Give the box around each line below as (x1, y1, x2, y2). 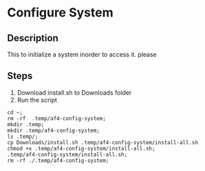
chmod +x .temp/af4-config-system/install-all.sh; (7, 145, 155, 152)
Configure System (7, 5, 114, 21)
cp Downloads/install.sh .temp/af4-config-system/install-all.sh (7, 139, 198, 146)
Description (7, 32, 58, 44)
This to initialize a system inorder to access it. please (7, 50, 157, 58)
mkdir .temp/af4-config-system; (7, 127, 100, 134)
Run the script (17, 95, 57, 104)
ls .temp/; (7, 133, 39, 140)
